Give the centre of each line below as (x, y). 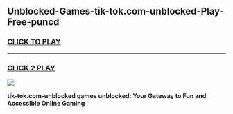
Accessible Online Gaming (46, 103)
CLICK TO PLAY (34, 42)
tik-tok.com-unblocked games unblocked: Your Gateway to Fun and (107, 95)
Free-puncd (33, 22)
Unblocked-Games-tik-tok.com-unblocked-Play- (115, 11)
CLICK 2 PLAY (31, 68)
